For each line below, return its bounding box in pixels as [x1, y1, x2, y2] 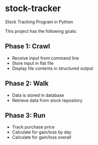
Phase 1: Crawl [5, 42, 50, 51]
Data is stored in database [12, 92, 64, 98]
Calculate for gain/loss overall [12, 134, 71, 140]
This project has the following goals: [5, 28, 77, 34]
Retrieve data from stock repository [12, 97, 83, 103]
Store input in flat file [12, 60, 54, 66]
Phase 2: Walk [5, 79, 49, 87]
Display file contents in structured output [12, 65, 93, 71]
